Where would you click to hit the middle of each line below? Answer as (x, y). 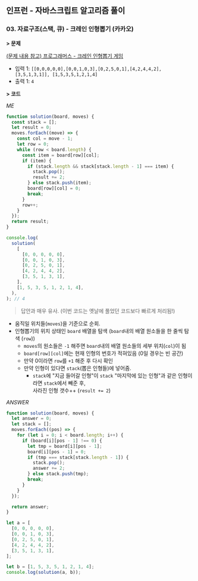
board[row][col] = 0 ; (54, 189)
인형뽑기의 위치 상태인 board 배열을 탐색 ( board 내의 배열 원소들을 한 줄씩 (99, 331)
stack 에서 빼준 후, (65, 383)
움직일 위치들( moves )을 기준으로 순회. (58, 324)
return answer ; (30, 507)
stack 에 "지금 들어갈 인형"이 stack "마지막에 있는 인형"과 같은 (105, 375)
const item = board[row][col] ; (61, 155)
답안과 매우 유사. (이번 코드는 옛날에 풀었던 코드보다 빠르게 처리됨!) (98, 310)
